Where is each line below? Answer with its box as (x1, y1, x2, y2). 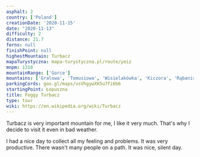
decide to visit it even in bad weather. (6, 126, 98, 133)
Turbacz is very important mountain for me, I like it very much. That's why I (6, 119, 190, 127)
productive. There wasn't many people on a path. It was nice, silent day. (6, 144, 183, 151)
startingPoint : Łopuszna (6, 87, 68, 93)
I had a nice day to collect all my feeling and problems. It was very (6, 137, 168, 144)
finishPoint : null (6, 48, 52, 54)
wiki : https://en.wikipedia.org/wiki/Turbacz (6, 103, 121, 109)
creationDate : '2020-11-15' (6, 20, 76, 26)
